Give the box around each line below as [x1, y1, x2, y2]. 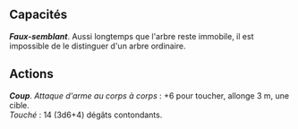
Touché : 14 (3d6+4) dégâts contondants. [9, 109, 163, 120]
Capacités [9, 7, 68, 22]
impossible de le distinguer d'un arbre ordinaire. [9, 40, 186, 51]
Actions [9, 66, 54, 82]
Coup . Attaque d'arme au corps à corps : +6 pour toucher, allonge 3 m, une [9, 90, 290, 101]
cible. [9, 99, 30, 110]
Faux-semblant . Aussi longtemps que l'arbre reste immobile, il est [9, 30, 254, 41]
